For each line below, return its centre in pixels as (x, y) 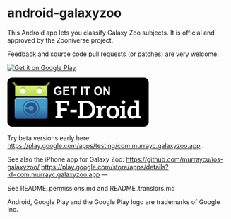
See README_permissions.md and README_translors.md (91, 188)
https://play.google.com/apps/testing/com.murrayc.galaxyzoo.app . (106, 145)
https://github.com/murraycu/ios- (175, 159)
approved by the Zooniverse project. (60, 40)
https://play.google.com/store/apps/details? (105, 167)
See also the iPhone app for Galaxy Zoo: (66, 159)
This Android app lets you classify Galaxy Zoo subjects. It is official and (111, 33)
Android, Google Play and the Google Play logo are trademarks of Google (114, 202)
